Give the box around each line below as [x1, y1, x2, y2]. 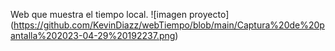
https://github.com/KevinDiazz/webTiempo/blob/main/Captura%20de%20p [13, 19, 325, 31]
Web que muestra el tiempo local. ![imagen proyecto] [10, 9, 230, 20]
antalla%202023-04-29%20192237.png [10, 30, 176, 41]
